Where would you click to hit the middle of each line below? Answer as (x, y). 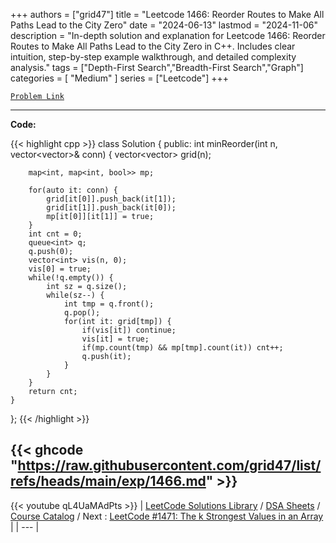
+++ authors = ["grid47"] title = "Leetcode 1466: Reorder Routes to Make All (167, 14)
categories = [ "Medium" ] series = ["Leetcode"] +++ (120, 78)
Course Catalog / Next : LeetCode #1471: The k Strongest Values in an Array (167, 516)
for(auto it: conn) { (73, 190)
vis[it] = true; (115, 339)
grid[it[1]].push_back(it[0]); (111, 208)
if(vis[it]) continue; (129, 330)
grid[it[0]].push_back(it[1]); (111, 199)
